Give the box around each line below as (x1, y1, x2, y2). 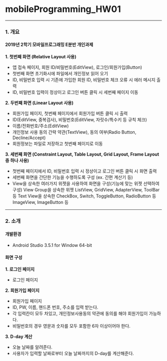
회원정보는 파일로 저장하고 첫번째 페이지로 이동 (12, 141, 103, 147)
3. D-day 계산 (5, 334, 33, 340)
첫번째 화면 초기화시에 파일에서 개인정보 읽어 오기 (12, 71, 108, 77)
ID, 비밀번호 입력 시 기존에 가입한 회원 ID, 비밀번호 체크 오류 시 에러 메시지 (12, 77, 156, 83)
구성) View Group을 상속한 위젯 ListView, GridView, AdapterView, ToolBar (12, 187, 160, 193)
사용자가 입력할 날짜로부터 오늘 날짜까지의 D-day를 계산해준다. (12, 351, 134, 357)
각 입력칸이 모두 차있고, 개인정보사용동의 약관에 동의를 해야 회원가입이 (12, 311, 148, 317)
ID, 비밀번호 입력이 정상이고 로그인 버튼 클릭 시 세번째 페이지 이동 (12, 89, 139, 95)
